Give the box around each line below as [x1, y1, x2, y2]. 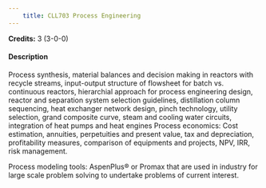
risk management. [8, 146, 68, 156]
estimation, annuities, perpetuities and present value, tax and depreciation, [8, 129, 254, 138]
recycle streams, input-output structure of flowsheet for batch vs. [8, 78, 224, 88]
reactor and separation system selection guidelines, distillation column [8, 95, 240, 105]
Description [8, 52, 49, 62]
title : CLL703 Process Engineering [22, 11, 141, 20]
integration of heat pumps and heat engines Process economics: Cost [8, 121, 238, 130]
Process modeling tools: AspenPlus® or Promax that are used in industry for [8, 162, 258, 171]
